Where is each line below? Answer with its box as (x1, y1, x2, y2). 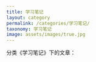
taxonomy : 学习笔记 (6, 26, 52, 32)
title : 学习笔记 (6, 9, 44, 15)
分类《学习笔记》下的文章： (6, 49, 76, 57)
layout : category (6, 15, 50, 21)
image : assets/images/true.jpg (6, 32, 86, 38)
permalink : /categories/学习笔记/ (6, 20, 90, 26)
